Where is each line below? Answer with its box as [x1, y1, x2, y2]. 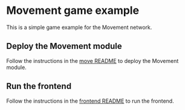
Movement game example [6, 4, 140, 18]
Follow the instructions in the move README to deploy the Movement [6, 57, 179, 64]
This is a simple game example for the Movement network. [6, 24, 152, 31]
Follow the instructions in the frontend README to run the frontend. [6, 97, 174, 105]
